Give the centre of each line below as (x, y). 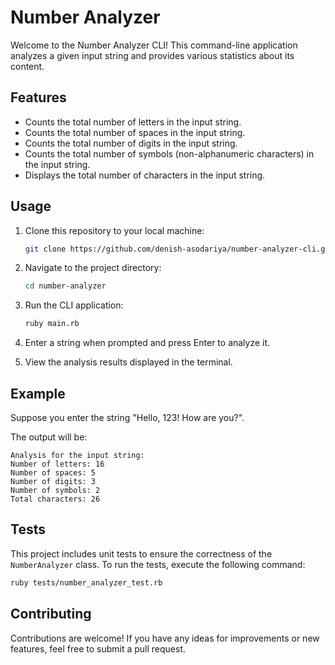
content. (27, 66)
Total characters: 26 (55, 499)
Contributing (51, 614)
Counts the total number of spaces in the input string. (135, 132)
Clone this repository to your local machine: (114, 230)
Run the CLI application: (74, 305)
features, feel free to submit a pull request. (98, 648)
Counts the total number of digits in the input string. (131, 143)
